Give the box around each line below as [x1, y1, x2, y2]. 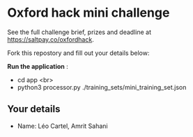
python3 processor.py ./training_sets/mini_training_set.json [17, 83, 187, 91]
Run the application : [7, 62, 68, 70]
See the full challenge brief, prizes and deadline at [7, 28, 152, 36]
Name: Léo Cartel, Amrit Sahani [17, 122, 108, 130]
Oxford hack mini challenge [7, 5, 170, 21]
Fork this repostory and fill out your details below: [7, 49, 150, 57]
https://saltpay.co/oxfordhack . [7, 35, 94, 43]
